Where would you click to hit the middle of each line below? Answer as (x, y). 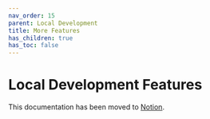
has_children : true (41, 38)
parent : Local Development (53, 23)
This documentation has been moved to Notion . (87, 107)
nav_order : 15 (32, 16)
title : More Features (44, 30)
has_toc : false (34, 46)
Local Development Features (105, 85)
